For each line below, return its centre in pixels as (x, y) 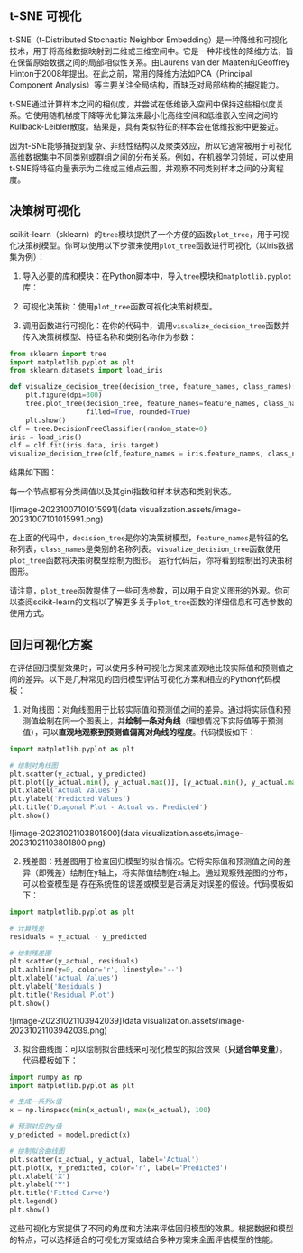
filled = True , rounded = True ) (139, 412)
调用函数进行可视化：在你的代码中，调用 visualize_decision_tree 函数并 (156, 325)
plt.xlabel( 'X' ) (40, 1176)
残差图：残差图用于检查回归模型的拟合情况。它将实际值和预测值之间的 (153, 861)
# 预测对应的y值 (36, 1127)
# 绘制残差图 (30, 953)
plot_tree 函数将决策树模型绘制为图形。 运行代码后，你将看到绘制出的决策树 (151, 560)
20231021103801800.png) (58, 843)
